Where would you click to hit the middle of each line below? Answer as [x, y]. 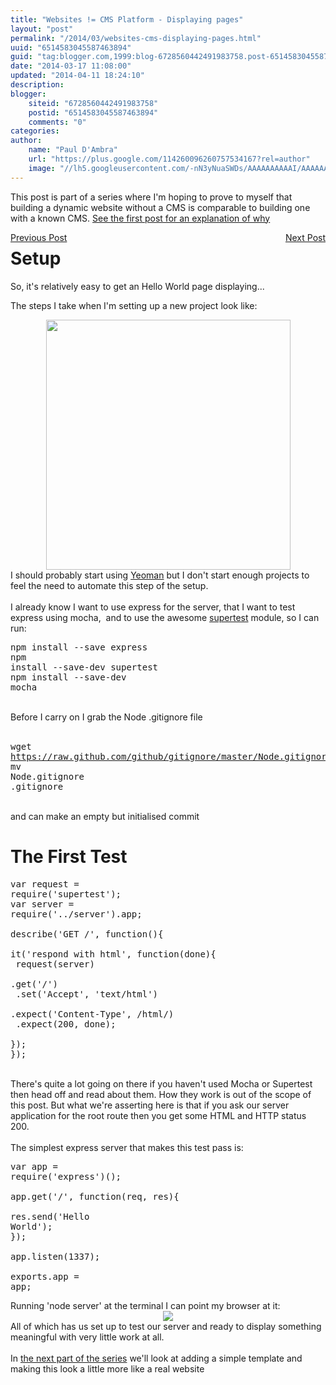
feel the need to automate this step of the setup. [109, 585]
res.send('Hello [50, 1216]
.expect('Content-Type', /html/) [92, 1014]
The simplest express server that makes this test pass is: [127, 1147]
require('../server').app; [76, 914]
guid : [21, 57]
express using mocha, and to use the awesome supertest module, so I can [165, 617]
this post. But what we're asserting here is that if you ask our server [150, 1105]
